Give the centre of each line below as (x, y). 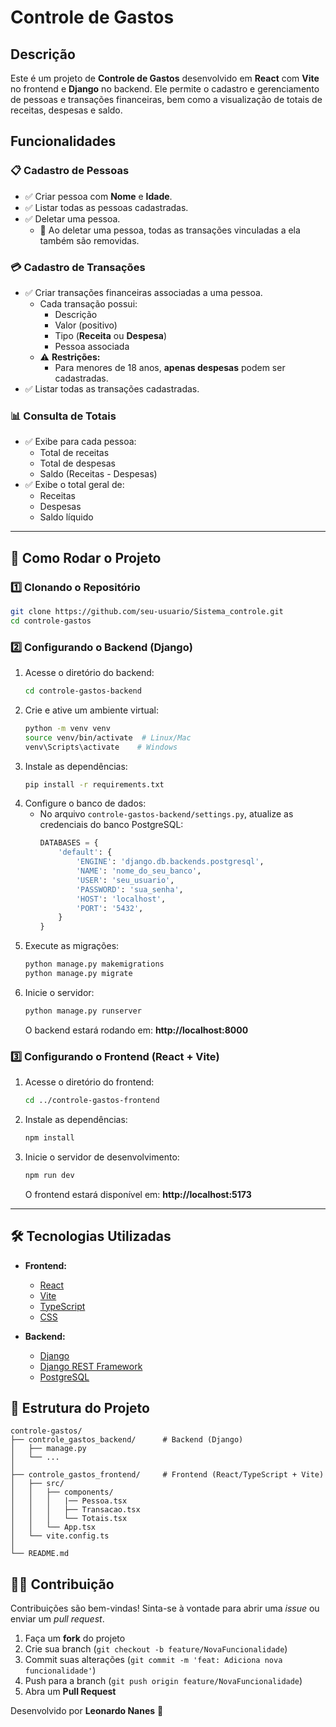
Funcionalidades (63, 141)
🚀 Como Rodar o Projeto (86, 557)
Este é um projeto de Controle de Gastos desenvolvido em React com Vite (165, 78)
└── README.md (40, 1554)
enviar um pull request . (57, 1619)
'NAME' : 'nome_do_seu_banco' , (138, 871)
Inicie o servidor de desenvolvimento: (102, 1157)
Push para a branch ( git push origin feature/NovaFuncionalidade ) (163, 1681)
